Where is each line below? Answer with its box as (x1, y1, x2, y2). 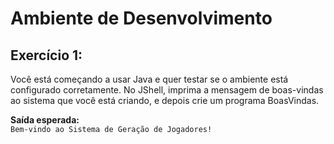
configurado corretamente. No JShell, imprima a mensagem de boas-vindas (10, 84, 324, 96)
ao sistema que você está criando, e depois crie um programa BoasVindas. (10, 95, 320, 106)
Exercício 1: (10, 47, 83, 64)
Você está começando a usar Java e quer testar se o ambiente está (10, 73, 289, 85)
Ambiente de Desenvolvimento (10, 7, 273, 30)
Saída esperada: (10, 114, 80, 126)
